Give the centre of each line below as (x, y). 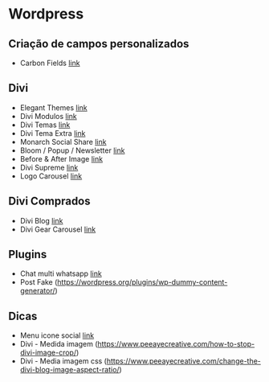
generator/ (37, 291)
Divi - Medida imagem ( (59, 344)
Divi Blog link (41, 220)
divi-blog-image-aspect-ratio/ (69, 370)
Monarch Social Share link (63, 142)
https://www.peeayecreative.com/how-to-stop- (176, 344)
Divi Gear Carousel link (58, 229)
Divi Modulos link (49, 116)
